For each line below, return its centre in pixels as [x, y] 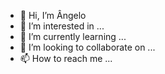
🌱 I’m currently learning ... [73, 36]
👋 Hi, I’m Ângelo [53, 15]
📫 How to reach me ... [66, 58]
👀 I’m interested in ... [62, 26]
